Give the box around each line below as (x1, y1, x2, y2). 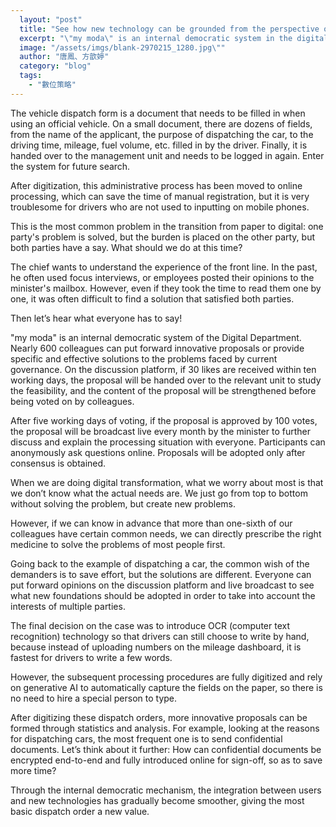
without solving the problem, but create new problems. (10, 497, 237, 510)
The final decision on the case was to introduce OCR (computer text (10, 619, 290, 631)
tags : (19, 71, 43, 81)
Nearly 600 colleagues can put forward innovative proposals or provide (10, 342, 305, 354)
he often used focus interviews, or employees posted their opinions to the (10, 271, 315, 283)
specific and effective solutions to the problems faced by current (10, 352, 278, 365)
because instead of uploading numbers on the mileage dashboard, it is (10, 641, 302, 653)
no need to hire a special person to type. (10, 692, 178, 704)
